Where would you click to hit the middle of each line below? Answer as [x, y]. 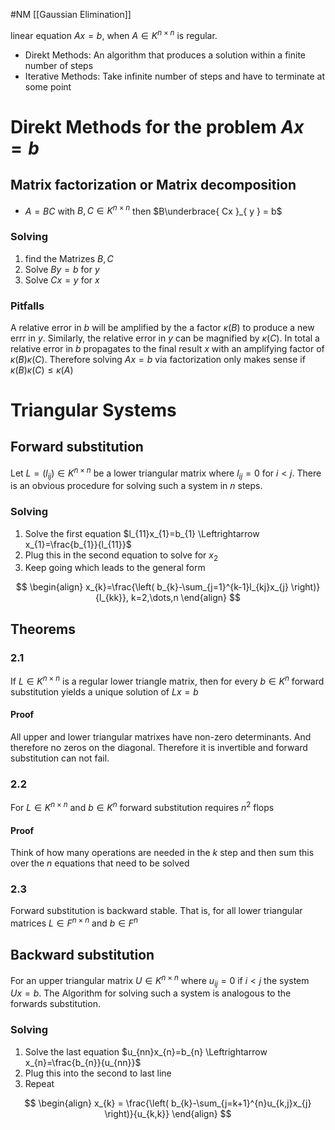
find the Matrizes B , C [69, 258]
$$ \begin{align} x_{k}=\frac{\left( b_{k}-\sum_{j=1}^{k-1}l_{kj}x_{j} [152, 587]
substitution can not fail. [60, 758]
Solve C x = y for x [62, 280]
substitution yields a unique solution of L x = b [104, 691]
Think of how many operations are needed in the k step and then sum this [162, 853]
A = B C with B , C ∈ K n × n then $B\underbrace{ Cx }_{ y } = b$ [153, 210]
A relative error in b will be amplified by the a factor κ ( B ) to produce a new [162, 327]
